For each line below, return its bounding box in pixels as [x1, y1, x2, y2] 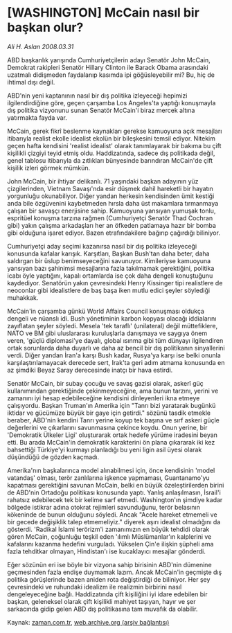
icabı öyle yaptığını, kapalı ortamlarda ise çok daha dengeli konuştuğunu [7, 271, 213, 280]
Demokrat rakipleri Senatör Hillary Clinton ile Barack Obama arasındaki [7, 63, 209, 71]
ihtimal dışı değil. [7, 78, 55, 86]
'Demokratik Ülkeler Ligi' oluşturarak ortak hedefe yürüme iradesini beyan [7, 431, 218, 439]
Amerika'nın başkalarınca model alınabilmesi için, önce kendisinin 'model [7, 466, 215, 474]
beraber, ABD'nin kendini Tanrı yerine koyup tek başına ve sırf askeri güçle [7, 416, 220, 424]
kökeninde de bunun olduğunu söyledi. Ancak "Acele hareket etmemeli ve [7, 510, 217, 519]
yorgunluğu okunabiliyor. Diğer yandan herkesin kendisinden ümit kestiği [7, 192, 215, 200]
